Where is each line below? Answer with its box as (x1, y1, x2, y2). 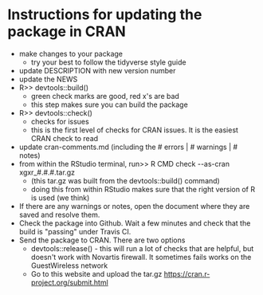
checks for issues (30, 116, 89, 126)
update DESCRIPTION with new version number (18, 65, 176, 75)
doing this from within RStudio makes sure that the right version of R (30, 184, 256, 194)
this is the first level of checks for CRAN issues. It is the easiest (30, 125, 238, 135)
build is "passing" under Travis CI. (18, 226, 131, 236)
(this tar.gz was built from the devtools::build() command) (30, 175, 220, 185)
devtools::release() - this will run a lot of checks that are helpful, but (30, 243, 254, 253)
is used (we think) (30, 193, 90, 203)
